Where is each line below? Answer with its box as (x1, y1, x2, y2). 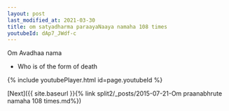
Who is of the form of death (17, 62, 98, 71)
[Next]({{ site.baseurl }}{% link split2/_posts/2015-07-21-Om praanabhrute (7, 89, 223, 98)
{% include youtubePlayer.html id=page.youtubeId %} (7, 76, 163, 84)
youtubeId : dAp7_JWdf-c (7, 29, 77, 37)
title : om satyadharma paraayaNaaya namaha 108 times (7, 23, 168, 30)
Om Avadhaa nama (7, 49, 62, 57)
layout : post (7, 10, 46, 17)
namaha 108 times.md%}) (7, 97, 82, 105)
